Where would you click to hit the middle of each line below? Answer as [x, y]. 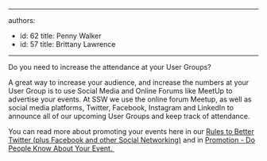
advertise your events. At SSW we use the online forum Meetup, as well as [130, 99]
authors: [22, 20]
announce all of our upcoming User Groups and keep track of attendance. [129, 116]
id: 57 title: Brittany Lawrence [68, 44]
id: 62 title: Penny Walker [60, 36]
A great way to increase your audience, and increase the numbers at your [129, 82]
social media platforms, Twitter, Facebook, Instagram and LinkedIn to [121, 107]
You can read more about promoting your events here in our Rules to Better [131, 131]
